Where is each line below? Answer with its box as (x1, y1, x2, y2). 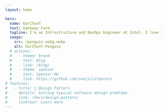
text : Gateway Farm (9, 25, 50, 30)
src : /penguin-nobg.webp (14, 39, 66, 45)
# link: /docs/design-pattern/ (5, 95, 79, 100)
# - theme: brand (9, 53, 50, 58)
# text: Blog (9, 58, 46, 63)
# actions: (9, 48, 32, 54)
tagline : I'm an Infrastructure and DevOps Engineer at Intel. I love (9, 30, 159, 35)
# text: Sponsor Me (9, 72, 59, 77)
